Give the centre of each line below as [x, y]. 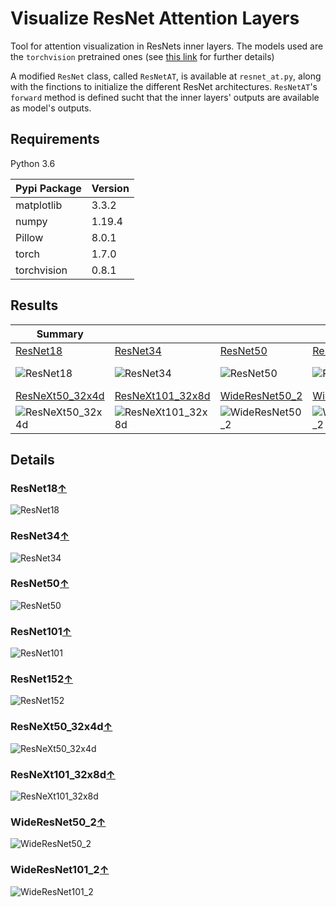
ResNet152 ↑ [42, 679]
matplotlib [39, 205]
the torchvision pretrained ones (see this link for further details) [142, 56]
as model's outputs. [51, 108]
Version [110, 188]
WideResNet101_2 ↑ [60, 870]
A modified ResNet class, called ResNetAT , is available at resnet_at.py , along [166, 76]
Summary [60, 334]
